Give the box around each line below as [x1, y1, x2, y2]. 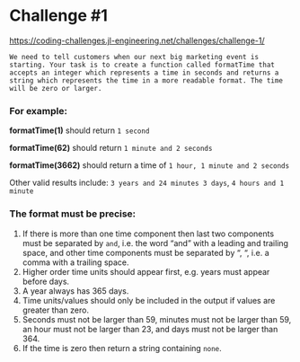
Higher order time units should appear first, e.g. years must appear [22, 266, 270, 277]
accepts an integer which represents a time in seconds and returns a [9, 68, 279, 77]
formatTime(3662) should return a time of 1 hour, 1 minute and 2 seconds [9, 160, 290, 171]
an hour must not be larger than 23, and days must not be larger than [22, 323, 278, 334]
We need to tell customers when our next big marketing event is [9, 52, 259, 61]
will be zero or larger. [9, 84, 102, 93]
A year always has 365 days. [22, 285, 129, 296]
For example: [9, 104, 67, 117]
